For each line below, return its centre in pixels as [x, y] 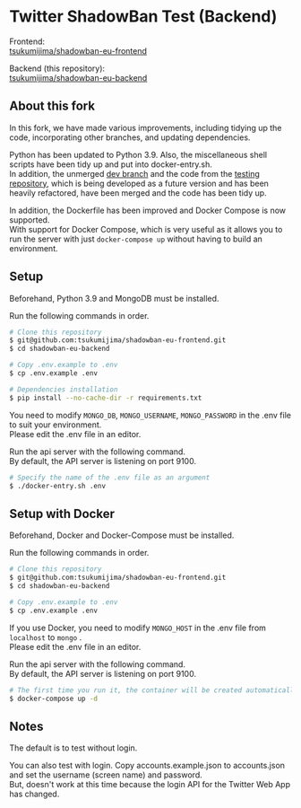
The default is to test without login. [73, 748]
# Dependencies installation [64, 389]
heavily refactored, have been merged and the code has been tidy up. [138, 193]
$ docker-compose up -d [54, 698]
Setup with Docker [62, 514]
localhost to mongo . [46, 637]
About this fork [52, 106]
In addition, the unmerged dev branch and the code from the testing [134, 173]
